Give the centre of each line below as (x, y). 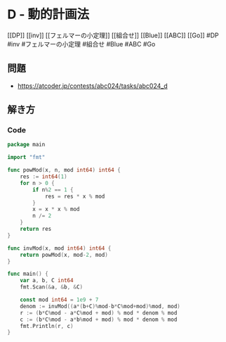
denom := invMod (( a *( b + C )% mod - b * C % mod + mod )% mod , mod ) (100, 306)
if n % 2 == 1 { (53, 190)
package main (26, 145)
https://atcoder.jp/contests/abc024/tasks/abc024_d (92, 86)
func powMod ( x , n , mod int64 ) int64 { (64, 170)
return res (36, 229)
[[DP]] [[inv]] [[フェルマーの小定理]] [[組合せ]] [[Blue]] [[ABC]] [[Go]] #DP (113, 35)
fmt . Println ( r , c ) (47, 326)
